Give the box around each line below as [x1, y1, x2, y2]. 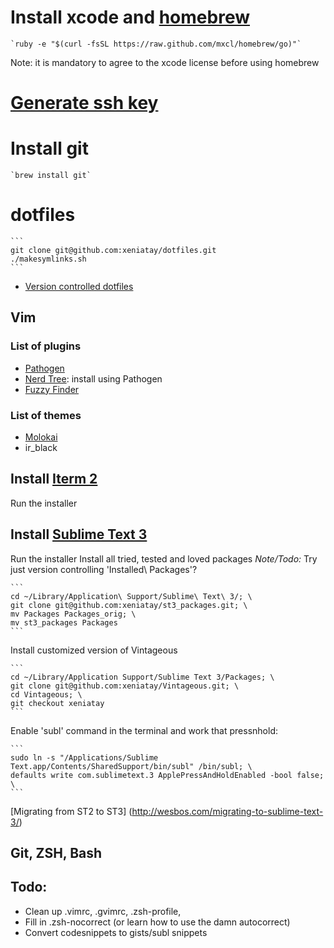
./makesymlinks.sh [10, 254, 87, 264]
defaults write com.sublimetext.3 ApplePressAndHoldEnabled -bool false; [10, 770, 325, 780]
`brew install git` [10, 171, 92, 181]
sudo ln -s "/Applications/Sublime [10, 752, 159, 763]
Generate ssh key [10, 92, 159, 115]
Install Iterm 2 [10, 471, 98, 488]
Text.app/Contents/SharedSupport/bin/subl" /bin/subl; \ [10, 761, 253, 771]
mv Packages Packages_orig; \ [10, 609, 137, 619]
